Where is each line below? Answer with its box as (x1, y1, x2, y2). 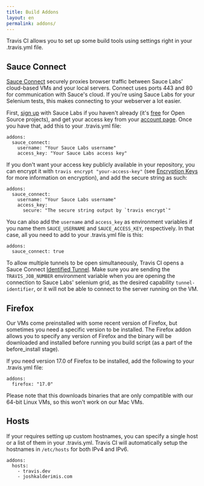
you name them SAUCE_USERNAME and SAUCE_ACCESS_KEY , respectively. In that (6, 225, 195, 232)
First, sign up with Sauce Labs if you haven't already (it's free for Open (6, 109, 185, 117)
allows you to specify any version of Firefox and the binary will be (6, 333, 172, 339)
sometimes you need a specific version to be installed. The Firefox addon (6, 326, 192, 333)
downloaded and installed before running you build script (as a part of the (6, 339, 193, 346)
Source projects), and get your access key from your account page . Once (6, 116, 192, 123)
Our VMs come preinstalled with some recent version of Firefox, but (6, 320, 178, 326)
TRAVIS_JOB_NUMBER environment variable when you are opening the (6, 272, 176, 280)
